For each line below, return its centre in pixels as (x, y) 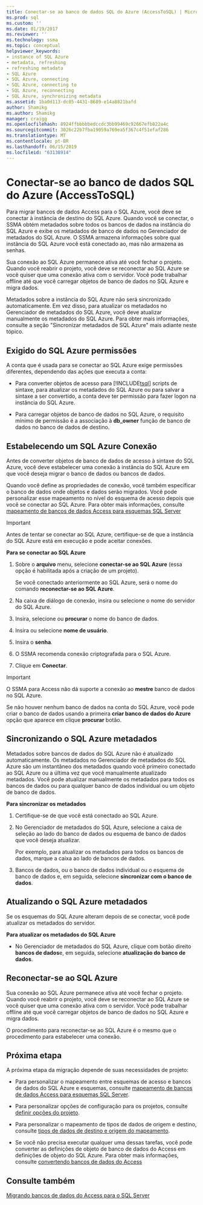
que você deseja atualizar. (47, 840)
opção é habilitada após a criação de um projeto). (77, 571)
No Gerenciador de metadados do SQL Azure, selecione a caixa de (98, 827)
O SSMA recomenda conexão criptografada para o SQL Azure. (93, 654)
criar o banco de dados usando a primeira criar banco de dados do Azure (99, 713)
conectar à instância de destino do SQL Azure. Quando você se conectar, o (100, 218)
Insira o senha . (34, 642)
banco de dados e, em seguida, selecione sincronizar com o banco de (103, 876)
